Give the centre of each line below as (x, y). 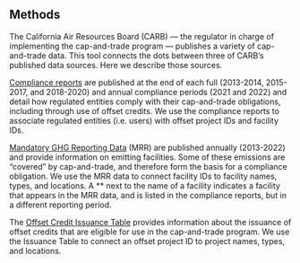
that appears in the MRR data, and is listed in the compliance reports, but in (148, 195)
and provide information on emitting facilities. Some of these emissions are (147, 157)
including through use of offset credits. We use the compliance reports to (145, 110)
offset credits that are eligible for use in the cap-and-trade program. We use (150, 232)
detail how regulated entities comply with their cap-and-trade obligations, (145, 101)
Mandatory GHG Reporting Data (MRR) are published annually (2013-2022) (148, 147)
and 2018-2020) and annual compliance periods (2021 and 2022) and (159, 92)
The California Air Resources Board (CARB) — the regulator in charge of (142, 36)
